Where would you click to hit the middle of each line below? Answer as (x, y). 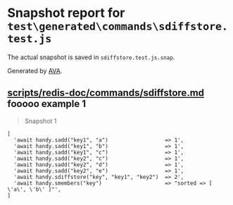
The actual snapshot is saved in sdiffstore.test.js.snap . (91, 57)
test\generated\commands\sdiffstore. (118, 26)
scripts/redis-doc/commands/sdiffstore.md (106, 93)
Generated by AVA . (35, 70)
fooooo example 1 (47, 104)
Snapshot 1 (40, 120)
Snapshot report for (66, 13)
